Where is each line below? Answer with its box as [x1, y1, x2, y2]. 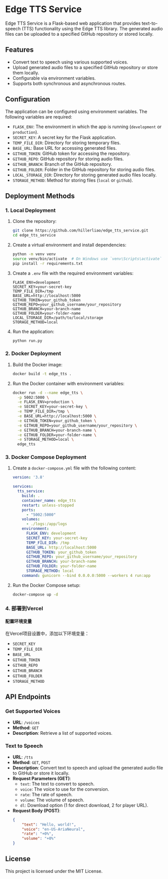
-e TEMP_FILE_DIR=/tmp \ [17, 409, 70, 414]
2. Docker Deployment [5, 350, 62, 357]
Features [5, 45, 34, 54]
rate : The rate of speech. [20, 791, 73, 797]
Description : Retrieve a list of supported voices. [12, 730, 113, 736]
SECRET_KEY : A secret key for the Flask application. [12, 134, 117, 140]
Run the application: [12, 328, 54, 334]
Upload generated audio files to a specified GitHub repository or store [12, 64, 158, 70]
